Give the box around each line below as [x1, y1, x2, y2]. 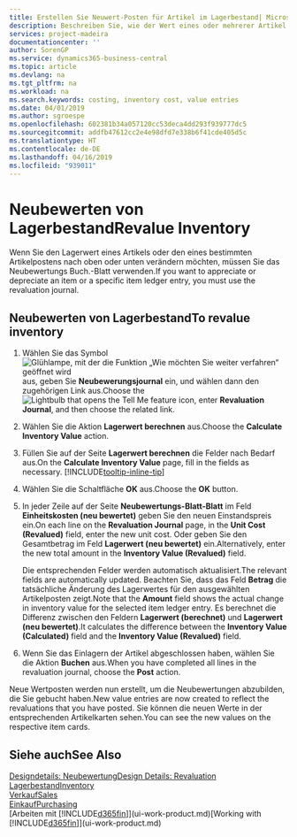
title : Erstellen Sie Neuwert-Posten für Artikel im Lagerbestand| [9, 12, 263, 22]
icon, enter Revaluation [178, 395, 265, 405]
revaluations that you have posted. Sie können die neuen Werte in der [9, 703, 263, 713]
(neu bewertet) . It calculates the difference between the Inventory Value [21, 621, 287, 633]
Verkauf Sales [9, 789, 58, 800]
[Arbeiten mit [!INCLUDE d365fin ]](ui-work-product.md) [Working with [9, 808, 263, 818]
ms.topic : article [9, 63, 77, 72]
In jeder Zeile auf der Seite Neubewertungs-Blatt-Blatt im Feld [21, 501, 252, 511]
